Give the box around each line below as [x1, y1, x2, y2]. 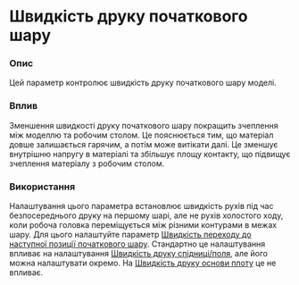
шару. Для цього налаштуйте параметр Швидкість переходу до [9, 230, 252, 240]
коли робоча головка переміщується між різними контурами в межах [9, 220, 278, 231]
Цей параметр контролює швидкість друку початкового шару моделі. [9, 78, 277, 88]
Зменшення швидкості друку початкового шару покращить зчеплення [9, 120, 278, 130]
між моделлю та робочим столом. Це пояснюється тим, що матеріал [9, 130, 274, 140]
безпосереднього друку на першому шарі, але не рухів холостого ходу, [9, 210, 284, 221]
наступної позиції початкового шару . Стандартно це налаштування [9, 239, 266, 249]
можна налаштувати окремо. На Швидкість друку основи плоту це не [9, 257, 277, 269]
